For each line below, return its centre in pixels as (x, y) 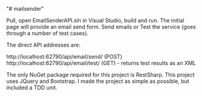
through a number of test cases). (48, 33)
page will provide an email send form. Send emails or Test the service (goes (101, 27)
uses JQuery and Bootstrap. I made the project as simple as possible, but (98, 81)
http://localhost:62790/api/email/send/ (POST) (64, 56)
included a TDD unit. (32, 88)
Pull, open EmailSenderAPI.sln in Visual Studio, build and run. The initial (95, 20)
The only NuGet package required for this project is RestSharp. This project (101, 75)
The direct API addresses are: (43, 45)
